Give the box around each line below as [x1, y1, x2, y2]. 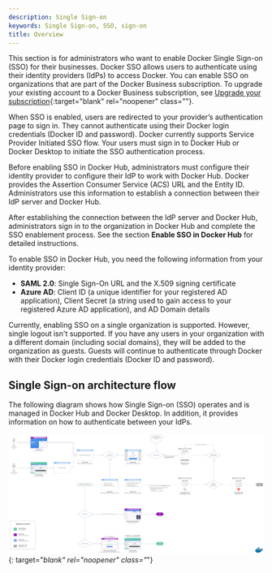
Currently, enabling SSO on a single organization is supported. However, [8, 321, 250, 330]
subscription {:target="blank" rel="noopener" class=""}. [8, 97, 195, 106]
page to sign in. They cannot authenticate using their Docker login [8, 121, 230, 131]
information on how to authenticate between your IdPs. [8, 417, 192, 427]
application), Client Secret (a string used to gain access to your [19, 296, 231, 306]
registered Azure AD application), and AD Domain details [19, 304, 210, 314]
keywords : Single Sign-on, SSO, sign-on [8, 21, 148, 30]
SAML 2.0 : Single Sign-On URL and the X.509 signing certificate [19, 278, 236, 288]
